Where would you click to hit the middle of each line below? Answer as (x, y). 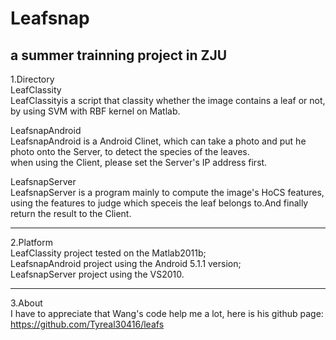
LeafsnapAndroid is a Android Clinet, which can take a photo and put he (158, 141)
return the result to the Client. (71, 213)
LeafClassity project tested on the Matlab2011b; (108, 253)
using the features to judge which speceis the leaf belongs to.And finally (159, 203)
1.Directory (32, 79)
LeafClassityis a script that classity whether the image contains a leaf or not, (168, 100)
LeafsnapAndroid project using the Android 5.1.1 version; (126, 263)
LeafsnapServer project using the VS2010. (97, 274)
